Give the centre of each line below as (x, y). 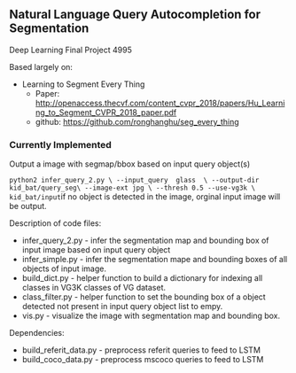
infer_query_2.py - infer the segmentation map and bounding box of (145, 241)
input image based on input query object (96, 250)
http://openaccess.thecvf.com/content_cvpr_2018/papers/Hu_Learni (160, 103)
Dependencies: (37, 333)
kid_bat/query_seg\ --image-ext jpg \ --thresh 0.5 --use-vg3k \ (132, 188)
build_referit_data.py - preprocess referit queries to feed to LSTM (141, 350)
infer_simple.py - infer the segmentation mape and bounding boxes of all (155, 260)
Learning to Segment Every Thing (83, 84)
